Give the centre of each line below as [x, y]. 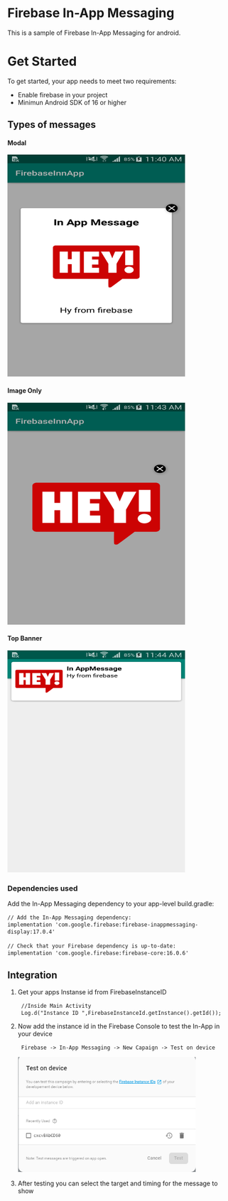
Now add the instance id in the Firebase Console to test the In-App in [119, 1026]
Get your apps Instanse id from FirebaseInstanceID [92, 991]
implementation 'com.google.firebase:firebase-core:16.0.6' [98, 953]
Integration [33, 975]
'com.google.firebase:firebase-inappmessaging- [127, 925]
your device [35, 1033]
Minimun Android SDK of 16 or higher [72, 102]
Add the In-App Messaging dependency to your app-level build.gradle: [111, 904]
